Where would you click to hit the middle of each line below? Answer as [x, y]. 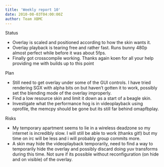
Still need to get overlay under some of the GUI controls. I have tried [82, 83]
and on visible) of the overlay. [42, 160]
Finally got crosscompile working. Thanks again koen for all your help [83, 58]
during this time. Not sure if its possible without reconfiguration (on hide [85, 154]
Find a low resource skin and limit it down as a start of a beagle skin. [82, 98]
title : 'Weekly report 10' [33, 10]
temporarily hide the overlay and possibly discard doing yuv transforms [85, 149]
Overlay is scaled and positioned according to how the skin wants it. [82, 42]
